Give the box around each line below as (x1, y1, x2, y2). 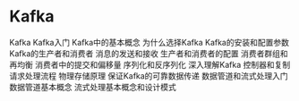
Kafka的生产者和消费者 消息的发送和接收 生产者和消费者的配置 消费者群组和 (9, 47, 288, 59)
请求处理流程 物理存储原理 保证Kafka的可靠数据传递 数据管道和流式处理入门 (9, 70, 288, 81)
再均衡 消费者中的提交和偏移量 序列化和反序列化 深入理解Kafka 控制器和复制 (9, 59, 291, 70)
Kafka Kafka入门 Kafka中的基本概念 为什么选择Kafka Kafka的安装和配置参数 (9, 37, 289, 47)
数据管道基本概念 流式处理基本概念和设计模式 (9, 81, 176, 92)
